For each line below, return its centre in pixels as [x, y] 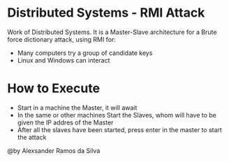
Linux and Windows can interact [64, 60]
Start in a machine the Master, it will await [77, 107]
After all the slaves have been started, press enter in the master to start [119, 129]
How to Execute [53, 89]
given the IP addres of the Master [65, 122]
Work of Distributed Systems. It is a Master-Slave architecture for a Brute [112, 32]
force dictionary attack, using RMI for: [62, 39]
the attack [32, 137]
